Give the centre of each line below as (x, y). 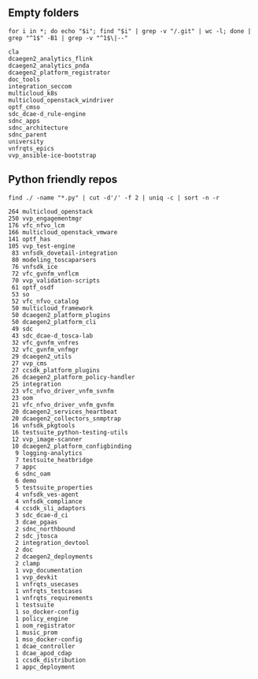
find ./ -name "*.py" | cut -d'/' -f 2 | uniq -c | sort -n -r (114, 198)
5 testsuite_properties (54, 487)
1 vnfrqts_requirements (54, 598)
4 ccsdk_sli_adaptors (51, 508)
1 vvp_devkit (37, 577)
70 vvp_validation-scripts (56, 280)
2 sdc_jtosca (37, 535)
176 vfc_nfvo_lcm (37, 225)
